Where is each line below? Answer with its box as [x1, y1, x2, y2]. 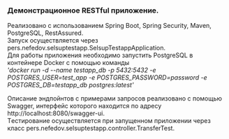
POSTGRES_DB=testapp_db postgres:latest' [7, 81, 134, 89]
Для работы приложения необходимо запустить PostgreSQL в [7, 51, 193, 59]
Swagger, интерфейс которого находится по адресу [7, 102, 162, 110]
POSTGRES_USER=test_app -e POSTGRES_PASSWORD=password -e [7, 73, 207, 82]
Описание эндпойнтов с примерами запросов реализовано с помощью [7, 94, 222, 103]
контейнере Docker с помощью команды [7, 59, 130, 67]
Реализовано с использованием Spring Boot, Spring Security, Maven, [7, 22, 212, 30]
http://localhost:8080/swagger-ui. [7, 109, 105, 117]
